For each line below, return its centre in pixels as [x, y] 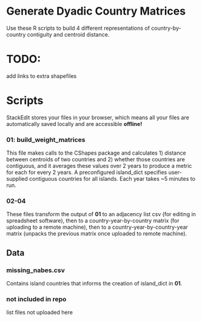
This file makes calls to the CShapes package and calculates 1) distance [96, 153]
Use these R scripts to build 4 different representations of [78, 28]
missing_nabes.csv [35, 270]
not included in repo [36, 299]
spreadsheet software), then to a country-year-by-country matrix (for [93, 221]
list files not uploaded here [39, 312]
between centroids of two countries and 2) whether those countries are [96, 159]
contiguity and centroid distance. [68, 34]
